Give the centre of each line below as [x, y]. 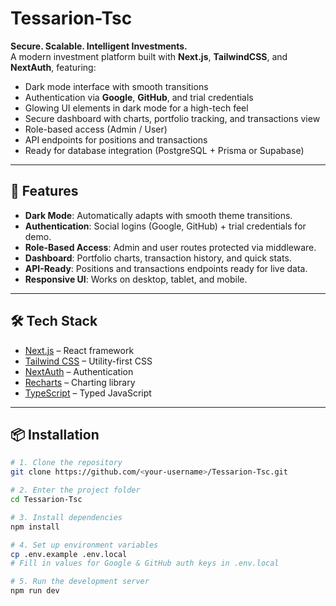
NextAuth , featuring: [53, 67]
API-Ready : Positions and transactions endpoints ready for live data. [166, 268]
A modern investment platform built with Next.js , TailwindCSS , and [149, 56]
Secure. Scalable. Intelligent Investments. [99, 46]
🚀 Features [44, 191]
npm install [35, 527]
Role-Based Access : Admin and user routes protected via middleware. [170, 247]
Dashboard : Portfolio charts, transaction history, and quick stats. [158, 258]
